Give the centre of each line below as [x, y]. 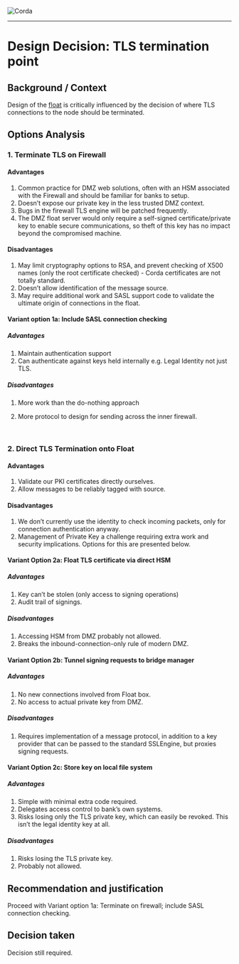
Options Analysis [46, 135]
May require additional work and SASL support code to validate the [116, 295]
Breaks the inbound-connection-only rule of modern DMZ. [103, 644]
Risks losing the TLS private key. [65, 859]
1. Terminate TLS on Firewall [57, 155]
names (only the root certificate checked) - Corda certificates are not [119, 272]
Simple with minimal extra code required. [78, 802]
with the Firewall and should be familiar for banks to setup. [103, 195]
